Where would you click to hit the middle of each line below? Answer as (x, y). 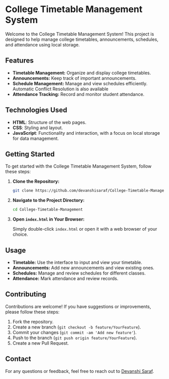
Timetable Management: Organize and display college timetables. (82, 73)
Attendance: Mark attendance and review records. (65, 278)
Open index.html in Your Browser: (48, 219)
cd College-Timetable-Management (48, 210)
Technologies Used (36, 110)
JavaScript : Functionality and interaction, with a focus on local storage (86, 133)
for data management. (36, 138)
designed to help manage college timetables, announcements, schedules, (82, 39)
